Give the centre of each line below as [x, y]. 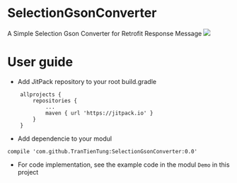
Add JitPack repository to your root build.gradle [87, 81]
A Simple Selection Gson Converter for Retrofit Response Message [105, 33]
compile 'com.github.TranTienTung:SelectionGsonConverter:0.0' [103, 151]
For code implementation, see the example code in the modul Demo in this [123, 165]
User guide [40, 62]
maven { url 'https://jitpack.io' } [99, 113]
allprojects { [41, 94]
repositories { [55, 100]
